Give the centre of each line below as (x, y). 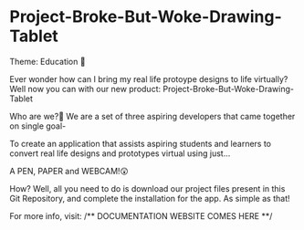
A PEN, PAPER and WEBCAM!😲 (69, 171)
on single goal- (38, 126)
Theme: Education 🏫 (47, 61)
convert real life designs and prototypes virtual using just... (120, 153)
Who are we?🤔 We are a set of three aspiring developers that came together (152, 116)
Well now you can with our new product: (85, 89)
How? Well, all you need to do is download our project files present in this (147, 188)
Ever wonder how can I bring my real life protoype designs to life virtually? (149, 78)
